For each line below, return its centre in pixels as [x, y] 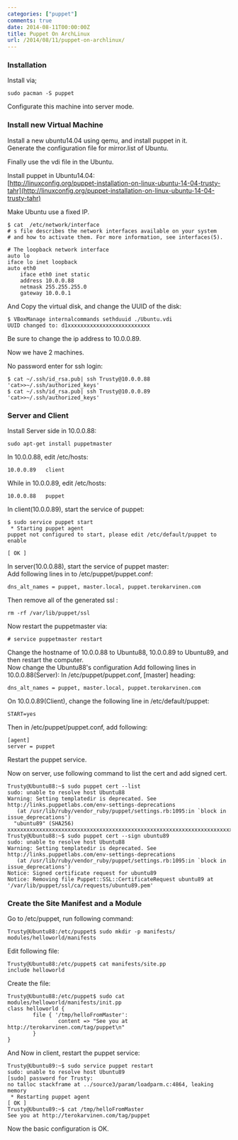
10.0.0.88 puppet [36, 496]
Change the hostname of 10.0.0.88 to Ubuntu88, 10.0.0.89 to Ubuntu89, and [118, 652]
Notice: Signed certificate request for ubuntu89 [82, 873]
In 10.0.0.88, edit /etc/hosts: [48, 457]
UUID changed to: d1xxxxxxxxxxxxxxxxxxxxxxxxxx [79, 325]
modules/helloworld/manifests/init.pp [64, 1003]
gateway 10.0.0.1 [46, 293]
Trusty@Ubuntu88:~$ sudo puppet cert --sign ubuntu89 [89, 836]
